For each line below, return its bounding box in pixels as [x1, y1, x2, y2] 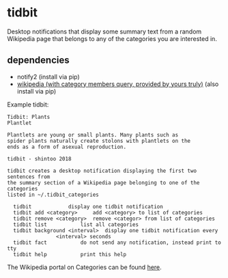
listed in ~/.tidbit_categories [7, 191, 99, 198]
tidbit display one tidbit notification [13, 203, 164, 210]
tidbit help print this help [13, 251, 127, 258]
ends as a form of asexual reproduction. [7, 143, 127, 150]
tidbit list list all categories [13, 221, 139, 228]
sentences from [7, 173, 51, 180]
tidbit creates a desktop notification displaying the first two [7, 167, 197, 174]
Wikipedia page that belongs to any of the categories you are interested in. [7, 34, 217, 42]
